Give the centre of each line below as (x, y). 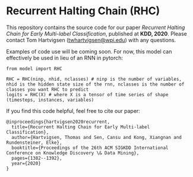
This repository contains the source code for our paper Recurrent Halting (96, 27)
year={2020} (26, 163)
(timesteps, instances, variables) (50, 100)
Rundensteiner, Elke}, (34, 143)
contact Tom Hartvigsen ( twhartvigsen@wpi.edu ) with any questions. (91, 40)
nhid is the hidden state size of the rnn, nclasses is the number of (95, 84)
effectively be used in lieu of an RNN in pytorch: (65, 58)
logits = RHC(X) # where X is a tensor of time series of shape (87, 94)
